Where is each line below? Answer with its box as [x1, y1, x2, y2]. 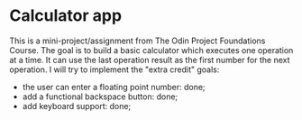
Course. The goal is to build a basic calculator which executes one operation [9, 44, 294, 55]
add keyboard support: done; [22, 100, 132, 111]
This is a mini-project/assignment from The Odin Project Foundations [9, 35, 266, 46]
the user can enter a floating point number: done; [22, 81, 206, 92]
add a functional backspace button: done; [22, 91, 178, 102]
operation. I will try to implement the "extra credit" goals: [9, 64, 220, 75]
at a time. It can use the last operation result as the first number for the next [9, 54, 290, 65]
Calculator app [9, 5, 123, 26]
